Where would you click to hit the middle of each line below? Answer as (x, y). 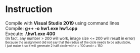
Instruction (29, 9)
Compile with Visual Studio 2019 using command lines (62, 23)
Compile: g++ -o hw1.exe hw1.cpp (41, 28)
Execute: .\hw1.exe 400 (30, 33)
